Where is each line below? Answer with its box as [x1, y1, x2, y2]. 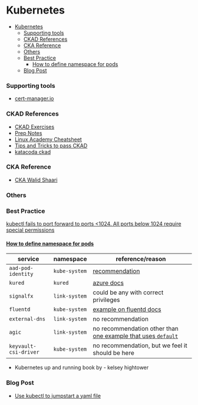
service [17, 255, 39, 263]
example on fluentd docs [93, 305, 161, 314]
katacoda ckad [14, 148, 51, 155]
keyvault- [9, 343, 37, 350]
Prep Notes [14, 129, 42, 136]
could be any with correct [93, 288, 164, 297]
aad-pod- [9, 265, 34, 272]
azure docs [93, 279, 124, 287]
